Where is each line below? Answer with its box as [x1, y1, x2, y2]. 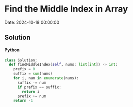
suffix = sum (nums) [13, 71, 53, 76]
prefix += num [17, 93, 47, 99]
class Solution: [4, 58, 37, 62]
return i [22, 89, 40, 94]
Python [4, 47, 20, 53]
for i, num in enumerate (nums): [13, 76, 79, 81]
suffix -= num [17, 80, 47, 85]
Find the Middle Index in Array [4, 3, 128, 15]
